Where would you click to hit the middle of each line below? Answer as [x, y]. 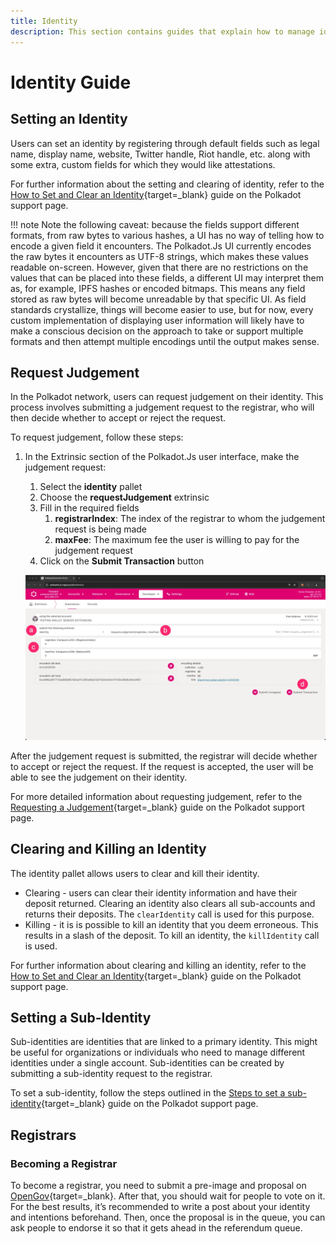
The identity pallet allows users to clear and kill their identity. [135, 873]
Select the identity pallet [91, 487]
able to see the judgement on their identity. [99, 777]
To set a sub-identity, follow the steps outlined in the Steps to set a [148, 1093]
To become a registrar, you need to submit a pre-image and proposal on [158, 1186]
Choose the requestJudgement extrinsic [124, 497]
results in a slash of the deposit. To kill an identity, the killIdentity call [172, 935]
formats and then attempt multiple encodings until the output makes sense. [165, 341]
